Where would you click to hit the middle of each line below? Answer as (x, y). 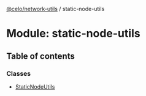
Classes (19, 73)
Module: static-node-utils (73, 34)
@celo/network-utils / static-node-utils (56, 9)
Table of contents (40, 56)
